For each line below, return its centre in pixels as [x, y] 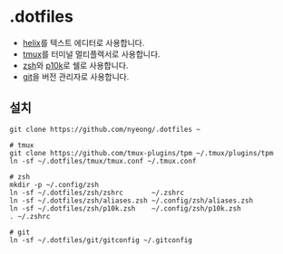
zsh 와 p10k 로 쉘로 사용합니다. [75, 65]
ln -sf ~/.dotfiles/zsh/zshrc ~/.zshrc [97, 193]
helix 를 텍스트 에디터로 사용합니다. [83, 42]
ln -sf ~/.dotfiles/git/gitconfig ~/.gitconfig [101, 240]
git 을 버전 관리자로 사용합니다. [76, 76]
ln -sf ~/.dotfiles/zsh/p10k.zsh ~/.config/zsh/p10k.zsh [126, 208]
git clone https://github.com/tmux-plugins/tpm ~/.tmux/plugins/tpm [141, 153]
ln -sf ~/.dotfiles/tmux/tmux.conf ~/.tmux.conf [103, 161]
